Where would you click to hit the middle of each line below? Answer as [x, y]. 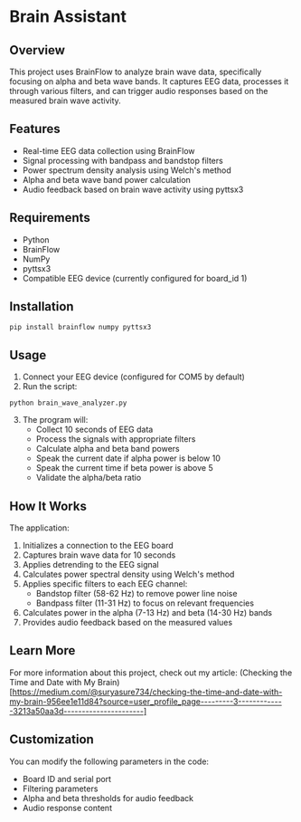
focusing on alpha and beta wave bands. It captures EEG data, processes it [149, 81]
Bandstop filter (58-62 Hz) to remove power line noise [136, 594]
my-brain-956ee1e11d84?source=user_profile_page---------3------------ [146, 701]
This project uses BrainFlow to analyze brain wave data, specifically [136, 72]
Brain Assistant [68, 17]
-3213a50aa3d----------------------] [78, 711]
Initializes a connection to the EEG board [98, 546]
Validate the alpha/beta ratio [89, 478]
